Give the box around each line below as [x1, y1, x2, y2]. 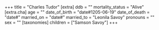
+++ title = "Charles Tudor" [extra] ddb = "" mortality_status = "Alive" [4, 4, 144, 10]
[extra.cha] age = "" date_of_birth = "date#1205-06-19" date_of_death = [4, 9, 150, 15]
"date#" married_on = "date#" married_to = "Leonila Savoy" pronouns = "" [4, 15, 155, 20]
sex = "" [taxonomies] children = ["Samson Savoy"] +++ [4, 19, 118, 25]
